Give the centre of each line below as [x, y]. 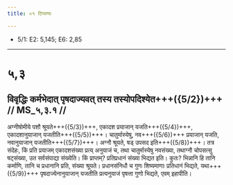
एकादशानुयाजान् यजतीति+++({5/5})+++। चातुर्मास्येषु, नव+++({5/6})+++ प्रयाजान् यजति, [113, 135]
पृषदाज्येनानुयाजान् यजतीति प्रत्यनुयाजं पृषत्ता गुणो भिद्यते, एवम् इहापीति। [116, 173]
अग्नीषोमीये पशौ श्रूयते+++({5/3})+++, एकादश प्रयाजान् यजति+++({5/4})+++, [100, 127]
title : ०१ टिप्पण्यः [29, 13]
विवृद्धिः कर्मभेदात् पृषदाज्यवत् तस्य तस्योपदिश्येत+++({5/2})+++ [115, 100]
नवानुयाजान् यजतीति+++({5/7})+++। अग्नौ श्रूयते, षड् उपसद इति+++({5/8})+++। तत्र [111, 142]
